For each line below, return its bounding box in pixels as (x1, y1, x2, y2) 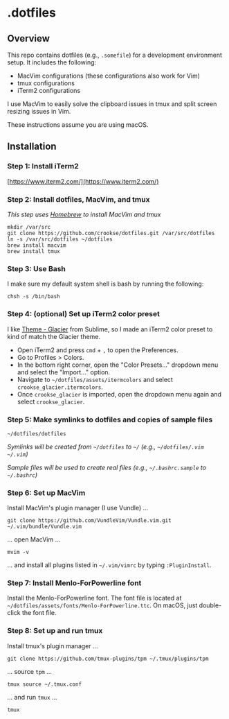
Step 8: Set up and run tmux (7, 626, 103, 636)
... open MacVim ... (7, 535, 61, 544)
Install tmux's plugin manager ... (7, 641, 98, 650)
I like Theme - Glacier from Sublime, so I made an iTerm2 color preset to (7, 324, 213, 333)
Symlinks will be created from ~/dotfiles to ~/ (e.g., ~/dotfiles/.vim (7, 442, 204, 451)
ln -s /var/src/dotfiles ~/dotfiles (7, 236, 113, 243)
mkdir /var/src (7, 223, 51, 230)
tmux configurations (17, 79, 75, 87)
